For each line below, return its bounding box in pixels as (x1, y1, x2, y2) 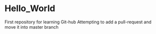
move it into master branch (4, 24, 59, 30)
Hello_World (4, 3, 56, 14)
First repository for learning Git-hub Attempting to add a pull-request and (4, 19, 152, 25)
